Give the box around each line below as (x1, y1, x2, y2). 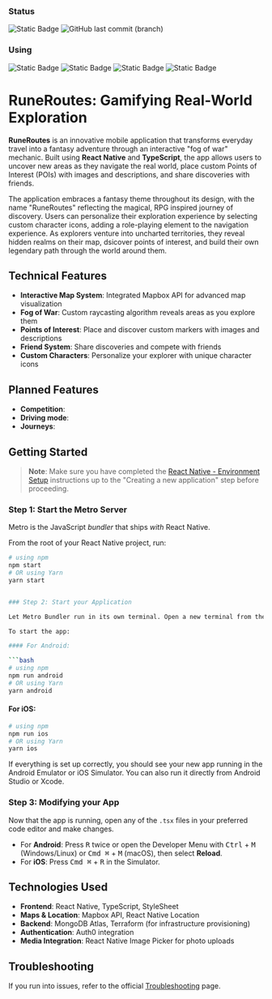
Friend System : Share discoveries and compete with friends (19, 342, 222, 352)
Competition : (19, 404, 66, 414)
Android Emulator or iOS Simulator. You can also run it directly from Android (8, 768, 261, 778)
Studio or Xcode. (8, 776, 65, 787)
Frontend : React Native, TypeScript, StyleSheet (19, 902, 179, 911)
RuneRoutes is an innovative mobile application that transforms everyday (8, 135, 253, 145)
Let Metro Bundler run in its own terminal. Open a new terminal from (8, 613, 252, 621)
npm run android (8, 672, 63, 680)
